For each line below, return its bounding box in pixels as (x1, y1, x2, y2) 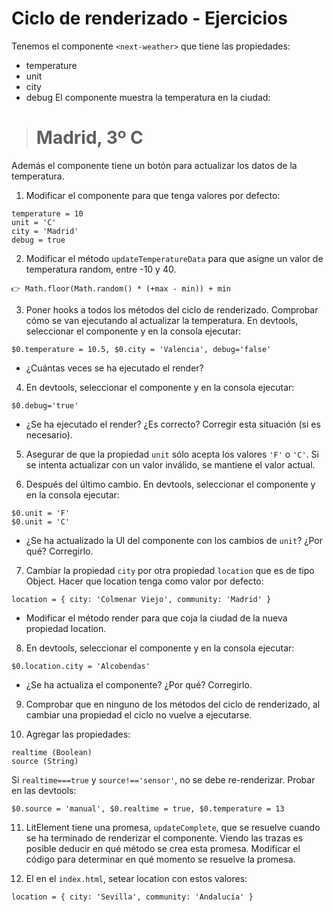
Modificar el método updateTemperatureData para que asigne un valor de (25, 252, 324, 264)
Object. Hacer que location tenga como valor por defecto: (25, 575, 264, 587)
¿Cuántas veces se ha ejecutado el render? (25, 362, 204, 374)
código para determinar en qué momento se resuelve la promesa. (25, 853, 296, 865)
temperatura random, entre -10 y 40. (25, 263, 177, 275)
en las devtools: (11, 784, 77, 796)
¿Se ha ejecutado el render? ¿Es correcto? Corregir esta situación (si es (25, 418, 321, 430)
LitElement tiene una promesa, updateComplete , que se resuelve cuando (25, 821, 321, 833)
